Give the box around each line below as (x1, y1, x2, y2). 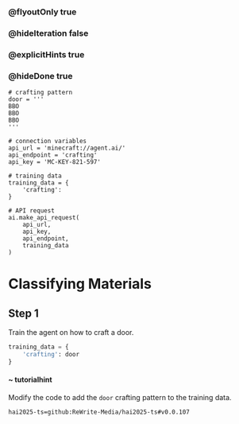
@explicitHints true (8, 49, 85, 60)
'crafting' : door (22, 350, 80, 358)
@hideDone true (8, 70, 73, 81)
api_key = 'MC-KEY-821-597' (8, 158, 102, 166)
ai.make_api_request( (8, 214, 80, 222)
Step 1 (8, 306, 40, 320)
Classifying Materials (8, 275, 152, 293)
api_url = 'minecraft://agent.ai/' (8, 144, 126, 153)
